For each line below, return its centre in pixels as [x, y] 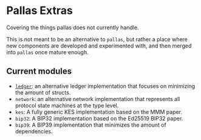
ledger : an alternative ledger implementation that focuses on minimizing [105, 86]
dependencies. [34, 131]
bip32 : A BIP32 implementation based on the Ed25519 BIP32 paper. [99, 118]
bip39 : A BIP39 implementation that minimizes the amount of [91, 125]
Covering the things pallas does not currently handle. [73, 27]
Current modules [39, 72]
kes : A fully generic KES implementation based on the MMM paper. [98, 112]
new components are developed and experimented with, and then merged [99, 46]
